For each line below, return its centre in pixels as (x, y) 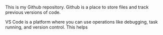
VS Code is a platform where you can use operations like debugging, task (82, 22)
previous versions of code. (33, 12)
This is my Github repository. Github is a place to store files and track (77, 7)
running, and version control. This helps (47, 27)
